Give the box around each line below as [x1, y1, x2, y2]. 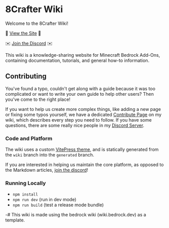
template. [5, 217, 25, 223]
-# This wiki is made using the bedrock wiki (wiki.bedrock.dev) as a [5, 212, 146, 218]
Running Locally [5, 179, 46, 186]
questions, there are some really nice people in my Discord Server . [5, 122, 145, 128]
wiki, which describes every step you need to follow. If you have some [5, 117, 152, 123]
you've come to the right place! [5, 96, 71, 102]
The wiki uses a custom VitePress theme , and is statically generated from [5, 146, 159, 153]
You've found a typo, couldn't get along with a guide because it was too [5, 85, 156, 92]
